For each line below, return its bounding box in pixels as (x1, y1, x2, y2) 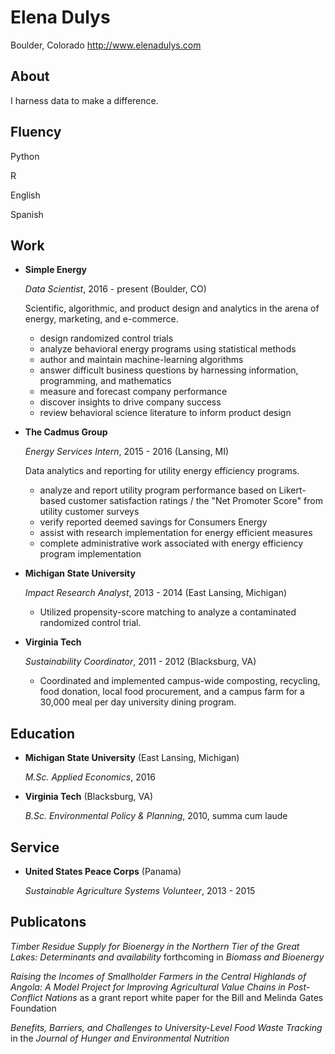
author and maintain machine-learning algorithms (39, 354, 244, 366)
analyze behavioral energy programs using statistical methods (39, 343, 297, 355)
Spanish (10, 208, 44, 220)
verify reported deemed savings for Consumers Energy (39, 516, 268, 528)
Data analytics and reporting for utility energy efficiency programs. (24, 465, 300, 477)
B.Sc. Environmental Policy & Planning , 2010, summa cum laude (24, 810, 288, 822)
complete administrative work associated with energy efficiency (39, 537, 303, 550)
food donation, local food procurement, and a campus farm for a (39, 686, 305, 698)
